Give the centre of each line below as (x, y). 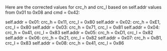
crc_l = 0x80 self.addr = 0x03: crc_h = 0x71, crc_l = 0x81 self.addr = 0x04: (82, 27)
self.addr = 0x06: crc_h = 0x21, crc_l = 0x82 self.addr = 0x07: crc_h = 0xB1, (84, 38)
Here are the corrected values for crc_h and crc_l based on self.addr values (83, 7)
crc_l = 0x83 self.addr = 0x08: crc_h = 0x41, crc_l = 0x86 (65, 43)
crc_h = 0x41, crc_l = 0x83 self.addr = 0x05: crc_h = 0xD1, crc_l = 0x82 (79, 32)
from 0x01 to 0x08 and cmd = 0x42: (43, 12)
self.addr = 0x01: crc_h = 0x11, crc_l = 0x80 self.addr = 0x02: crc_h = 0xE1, (83, 22)
